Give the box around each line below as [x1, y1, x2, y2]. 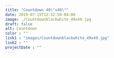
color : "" [5, 31, 28, 36]
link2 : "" [5, 40, 28, 45]
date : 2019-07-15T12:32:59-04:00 [5, 12, 76, 17]
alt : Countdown [5, 26, 37, 31]
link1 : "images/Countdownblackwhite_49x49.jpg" [5, 36, 109, 41]
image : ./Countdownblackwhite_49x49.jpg [5, 17, 92, 22]
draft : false [5, 21, 33, 27]
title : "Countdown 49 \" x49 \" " [5, 7, 69, 13]
